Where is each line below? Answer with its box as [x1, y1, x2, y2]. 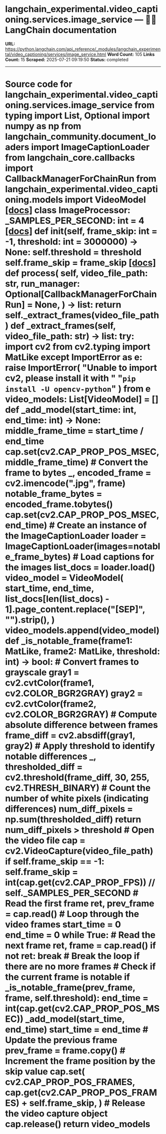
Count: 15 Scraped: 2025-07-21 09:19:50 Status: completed [5, 56, 128, 62]
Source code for [5, 79, 73, 90]
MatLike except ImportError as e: [5, 352, 143, 363]
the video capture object [5, 1108, 108, 1119]
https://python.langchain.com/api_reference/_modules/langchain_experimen [5, 46, 161, 52]
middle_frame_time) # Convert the [5, 457, 148, 468]
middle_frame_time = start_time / [5, 425, 144, 436]
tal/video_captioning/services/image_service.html [5, 51, 106, 57]
